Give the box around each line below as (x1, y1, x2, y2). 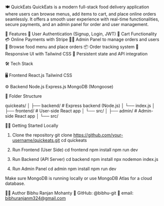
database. (5, 180, 25, 186)
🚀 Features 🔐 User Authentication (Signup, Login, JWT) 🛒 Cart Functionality (5, 31, 157, 37)
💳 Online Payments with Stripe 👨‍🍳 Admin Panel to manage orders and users (5, 36, 160, 42)
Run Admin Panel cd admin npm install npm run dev (12, 166, 117, 172)
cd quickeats (61, 137, 87, 143)
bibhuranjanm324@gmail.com (5, 195, 66, 201)
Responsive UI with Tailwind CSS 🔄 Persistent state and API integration (5, 51, 148, 56)
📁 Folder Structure (5, 93, 42, 99)
